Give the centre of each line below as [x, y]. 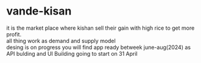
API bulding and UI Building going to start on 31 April [72, 53]
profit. [14, 34]
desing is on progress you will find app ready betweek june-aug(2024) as [98, 47]
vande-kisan [39, 11]
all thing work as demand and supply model [61, 41]
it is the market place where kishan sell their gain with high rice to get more [100, 28]
